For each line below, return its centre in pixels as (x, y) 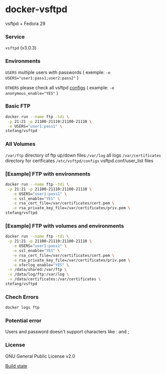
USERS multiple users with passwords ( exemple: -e (58, 72)
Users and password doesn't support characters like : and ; (67, 332)
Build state (16, 366)
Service (15, 37)
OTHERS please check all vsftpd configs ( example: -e (60, 87)
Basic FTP (18, 106)
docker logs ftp (22, 308)
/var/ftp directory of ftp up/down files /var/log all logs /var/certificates (83, 155)
